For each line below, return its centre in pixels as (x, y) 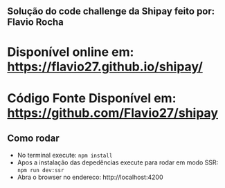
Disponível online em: (71, 52)
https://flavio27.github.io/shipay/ (105, 67)
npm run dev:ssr (40, 170)
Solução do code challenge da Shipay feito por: (111, 11)
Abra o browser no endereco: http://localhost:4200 (90, 177)
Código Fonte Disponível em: (92, 98)
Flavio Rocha (36, 22)
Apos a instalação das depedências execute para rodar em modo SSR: (118, 162)
